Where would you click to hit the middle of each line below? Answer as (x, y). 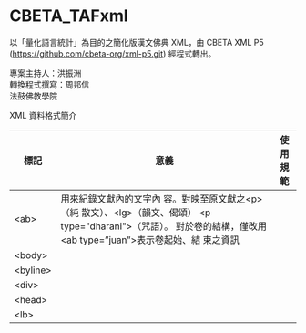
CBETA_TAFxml (69, 16)
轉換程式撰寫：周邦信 (49, 84)
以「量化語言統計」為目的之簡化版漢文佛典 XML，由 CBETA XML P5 (137, 42)
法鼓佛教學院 (33, 96)
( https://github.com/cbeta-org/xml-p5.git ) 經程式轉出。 (113, 53)
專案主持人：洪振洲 (46, 73)
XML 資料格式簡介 (43, 115)
